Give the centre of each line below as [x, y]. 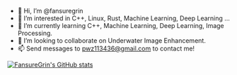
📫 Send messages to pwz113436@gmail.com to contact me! [106, 48]
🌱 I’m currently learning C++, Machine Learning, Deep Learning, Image [121, 26]
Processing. [35, 33]
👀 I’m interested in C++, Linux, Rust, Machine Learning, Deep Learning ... [123, 18]
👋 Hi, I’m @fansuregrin [50, 11]
